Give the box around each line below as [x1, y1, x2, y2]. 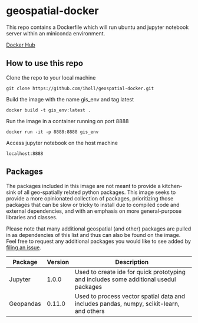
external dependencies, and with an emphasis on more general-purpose [6, 207, 181, 215]
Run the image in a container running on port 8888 [6, 117, 129, 124]
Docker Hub [6, 41, 35, 48]
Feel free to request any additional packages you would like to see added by [6, 238, 192, 245]
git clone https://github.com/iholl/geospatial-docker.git [6, 85, 154, 91]
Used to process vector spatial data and [74, 292, 186, 300]
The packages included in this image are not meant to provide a [6, 182, 161, 189]
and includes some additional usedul [74, 275, 176, 284]
